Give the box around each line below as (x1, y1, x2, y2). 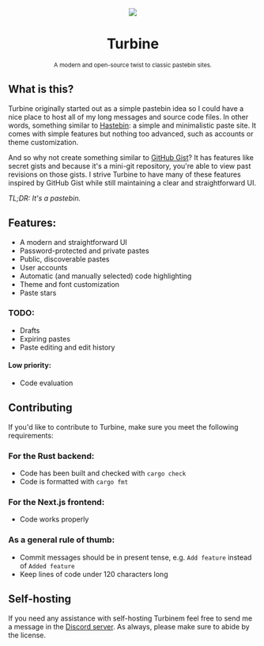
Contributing (8, 401, 73, 415)
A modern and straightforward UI (19, 237, 128, 247)
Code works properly (19, 514, 89, 524)
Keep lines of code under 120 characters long (19, 569, 168, 579)
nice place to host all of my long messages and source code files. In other (8, 112, 249, 121)
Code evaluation (19, 378, 74, 388)
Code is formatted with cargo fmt (19, 477, 129, 487)
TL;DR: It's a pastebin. (8, 193, 81, 203)
